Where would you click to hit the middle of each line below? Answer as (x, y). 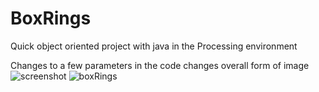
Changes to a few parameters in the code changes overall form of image (160, 65)
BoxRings (51, 18)
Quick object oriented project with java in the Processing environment (154, 46)
